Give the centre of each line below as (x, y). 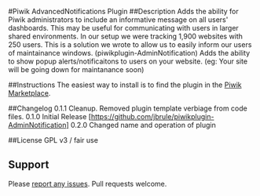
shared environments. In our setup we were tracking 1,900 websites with (126, 36)
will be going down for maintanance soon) (76, 69)
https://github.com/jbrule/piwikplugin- (152, 116)
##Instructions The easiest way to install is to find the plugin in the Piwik (125, 85)
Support (29, 165)
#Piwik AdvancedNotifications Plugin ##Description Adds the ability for (123, 11)
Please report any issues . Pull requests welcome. (88, 183)
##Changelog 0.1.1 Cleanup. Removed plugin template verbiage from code (128, 108)
